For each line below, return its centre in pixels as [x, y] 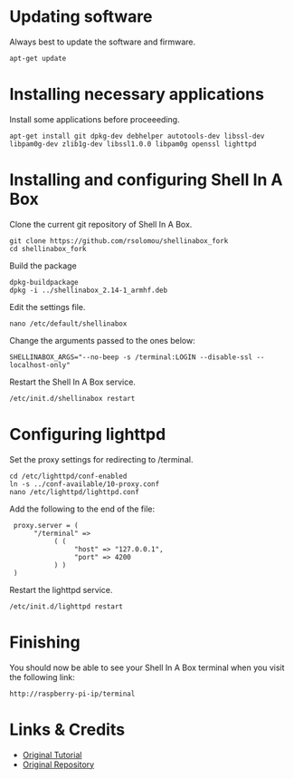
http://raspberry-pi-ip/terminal [72, 694]
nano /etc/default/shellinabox [68, 324]
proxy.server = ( [46, 525]
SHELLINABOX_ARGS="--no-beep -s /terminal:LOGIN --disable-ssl [131, 357]
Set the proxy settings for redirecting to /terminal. [101, 459]
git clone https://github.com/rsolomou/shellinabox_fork [119, 241]
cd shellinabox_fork [48, 248]
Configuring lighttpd [88, 434]
